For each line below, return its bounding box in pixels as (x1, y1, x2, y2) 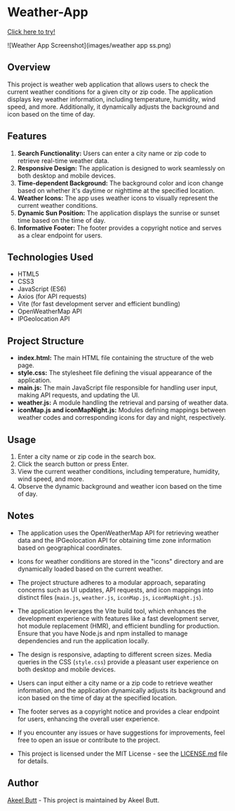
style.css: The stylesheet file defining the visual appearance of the (17, 369, 213, 377)
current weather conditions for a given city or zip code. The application (7, 87, 213, 95)
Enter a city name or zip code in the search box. (17, 452, 156, 461)
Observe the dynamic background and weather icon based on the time (17, 482, 222, 490)
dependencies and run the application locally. (17, 636, 149, 645)
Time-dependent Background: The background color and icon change (17, 178, 224, 187)
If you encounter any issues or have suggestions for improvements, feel (17, 728, 225, 737)
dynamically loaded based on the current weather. (17, 565, 163, 573)
